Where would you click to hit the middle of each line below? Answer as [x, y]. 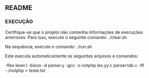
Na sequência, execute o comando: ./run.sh [49, 46]
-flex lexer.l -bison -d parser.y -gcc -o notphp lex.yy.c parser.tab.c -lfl [74, 65]
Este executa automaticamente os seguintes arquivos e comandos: [72, 56]
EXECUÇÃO [19, 22]
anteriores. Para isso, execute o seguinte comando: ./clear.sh [66, 37]
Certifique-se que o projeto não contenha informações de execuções [74, 32]
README [19, 8]
